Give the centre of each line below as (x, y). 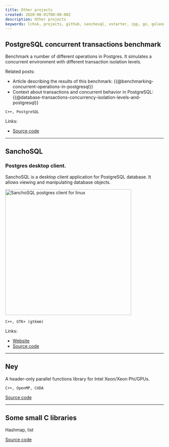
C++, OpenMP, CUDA (24, 388)
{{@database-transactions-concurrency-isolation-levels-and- (76, 97)
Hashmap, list (19, 430)
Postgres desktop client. (36, 166)
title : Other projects (29, 10)
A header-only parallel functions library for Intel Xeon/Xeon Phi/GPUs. (77, 379)
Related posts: (20, 71)
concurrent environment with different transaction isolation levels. (73, 62)
